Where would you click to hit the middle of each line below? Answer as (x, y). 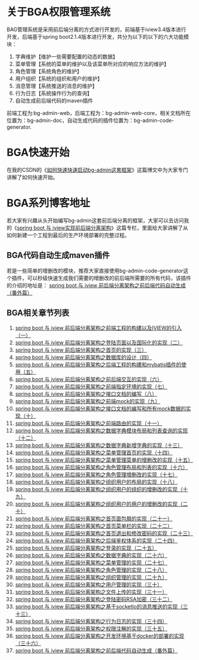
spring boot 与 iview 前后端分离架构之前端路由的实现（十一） (89, 424)
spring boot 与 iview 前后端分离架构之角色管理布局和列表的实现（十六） (102, 468)
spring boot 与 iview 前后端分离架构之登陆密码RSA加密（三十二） (94, 600)
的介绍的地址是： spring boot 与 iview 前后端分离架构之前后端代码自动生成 (96, 285)
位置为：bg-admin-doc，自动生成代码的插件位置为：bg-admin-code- (90, 120)
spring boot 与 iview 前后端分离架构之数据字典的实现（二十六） (91, 556)
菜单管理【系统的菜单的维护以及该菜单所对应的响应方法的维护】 (92, 64)
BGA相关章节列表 (38, 313)
